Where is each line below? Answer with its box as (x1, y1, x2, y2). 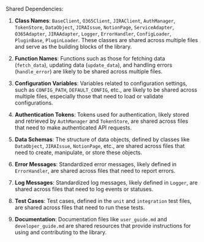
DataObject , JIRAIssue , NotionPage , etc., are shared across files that (14, 142, 185, 149)
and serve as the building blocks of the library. (14, 43, 132, 50)
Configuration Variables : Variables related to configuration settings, (14, 79, 187, 87)
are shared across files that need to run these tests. (14, 204, 145, 211)
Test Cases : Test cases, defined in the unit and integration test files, (14, 197, 192, 204)
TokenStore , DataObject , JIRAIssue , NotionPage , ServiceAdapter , (14, 24, 175, 31)
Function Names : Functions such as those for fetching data (14, 55, 165, 62)
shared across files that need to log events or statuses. (14, 186, 154, 193)
